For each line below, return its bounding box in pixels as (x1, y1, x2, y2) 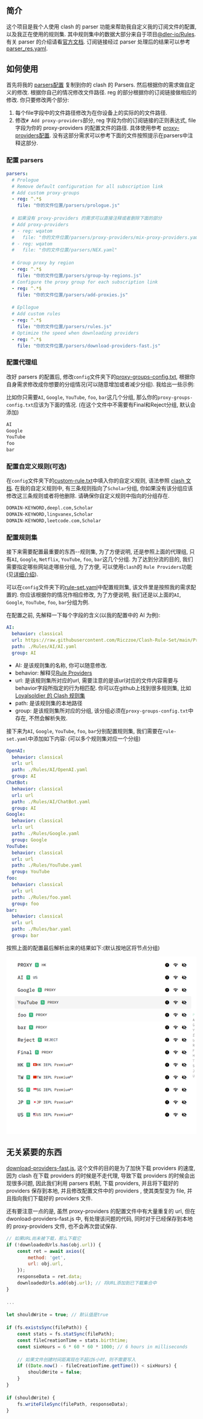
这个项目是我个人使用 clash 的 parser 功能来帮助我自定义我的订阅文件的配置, (6, 23, 197, 30)
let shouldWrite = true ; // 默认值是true (6, 1312, 109, 1318)
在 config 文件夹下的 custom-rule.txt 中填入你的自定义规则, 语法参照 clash (6, 477, 185, 485)
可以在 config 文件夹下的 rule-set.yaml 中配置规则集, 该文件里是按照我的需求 (6, 584, 191, 591)
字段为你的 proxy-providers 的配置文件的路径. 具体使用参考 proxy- (14, 124, 180, 131)
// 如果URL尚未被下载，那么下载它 (6, 1235, 82, 1241)
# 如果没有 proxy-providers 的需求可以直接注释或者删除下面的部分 (11, 215, 162, 222)
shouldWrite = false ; (28, 1369, 83, 1375)
